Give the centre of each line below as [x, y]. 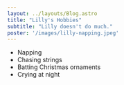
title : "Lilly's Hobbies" [44, 20]
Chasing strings [39, 60]
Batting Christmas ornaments [59, 67]
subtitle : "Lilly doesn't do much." [60, 26]
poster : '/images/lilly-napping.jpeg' [63, 33]
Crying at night [38, 75]
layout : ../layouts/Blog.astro [52, 13]
